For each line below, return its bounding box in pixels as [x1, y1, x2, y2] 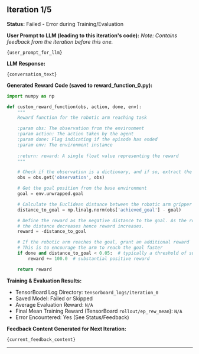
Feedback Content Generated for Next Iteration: [6, 325, 126, 332]
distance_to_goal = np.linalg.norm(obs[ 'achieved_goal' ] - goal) [17, 207, 182, 213]
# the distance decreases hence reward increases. [17, 223, 145, 229]
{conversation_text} [6, 71, 58, 77]
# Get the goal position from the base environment [17, 186, 147, 191]
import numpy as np [6, 93, 55, 99]
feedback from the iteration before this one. [6, 38, 113, 45]
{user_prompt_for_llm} [6, 50, 63, 56]
